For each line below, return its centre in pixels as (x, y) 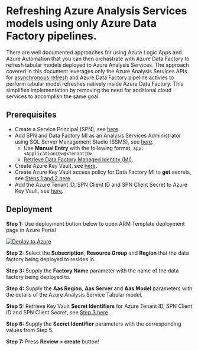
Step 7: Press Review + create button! (53, 342)
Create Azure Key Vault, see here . (56, 165)
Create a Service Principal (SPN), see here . (67, 129)
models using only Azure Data (81, 23)
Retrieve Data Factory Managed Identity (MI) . (78, 159)
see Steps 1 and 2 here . (43, 178)
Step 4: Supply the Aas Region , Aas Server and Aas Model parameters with (99, 288)
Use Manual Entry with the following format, (77, 148)
